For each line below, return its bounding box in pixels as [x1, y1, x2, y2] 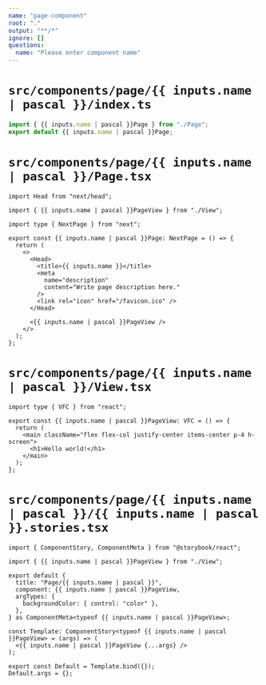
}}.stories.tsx [8, 520, 109, 535]
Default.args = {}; [8, 669, 73, 677]
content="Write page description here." [43, 283, 181, 291]
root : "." [8, 19, 42, 27]
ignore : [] [8, 34, 45, 42]
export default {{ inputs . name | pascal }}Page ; [8, 128, 173, 136]
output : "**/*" [8, 26, 59, 34]
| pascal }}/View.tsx [8, 379, 152, 394]
